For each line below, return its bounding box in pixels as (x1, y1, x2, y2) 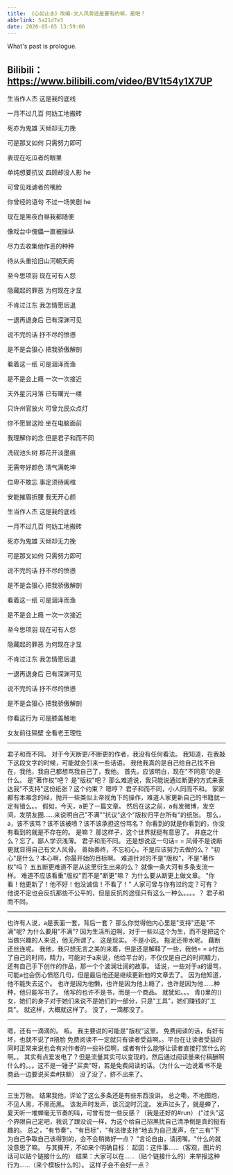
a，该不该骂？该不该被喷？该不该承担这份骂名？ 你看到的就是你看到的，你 (7, 820, 219, 828)
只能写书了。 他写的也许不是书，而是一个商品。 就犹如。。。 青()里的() (25, 988, 222, 997)
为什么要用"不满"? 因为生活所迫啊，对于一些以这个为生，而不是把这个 (26, 927, 226, 936)
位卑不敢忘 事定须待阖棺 (7, 478, 76, 487)
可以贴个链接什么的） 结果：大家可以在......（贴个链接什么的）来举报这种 (12, 1152, 221, 1160)
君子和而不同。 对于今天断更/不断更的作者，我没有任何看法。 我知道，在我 (7, 750, 220, 759)
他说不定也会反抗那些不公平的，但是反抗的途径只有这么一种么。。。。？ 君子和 (7, 889, 225, 897)
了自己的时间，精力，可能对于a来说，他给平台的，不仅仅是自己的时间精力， (7, 954, 223, 962)
